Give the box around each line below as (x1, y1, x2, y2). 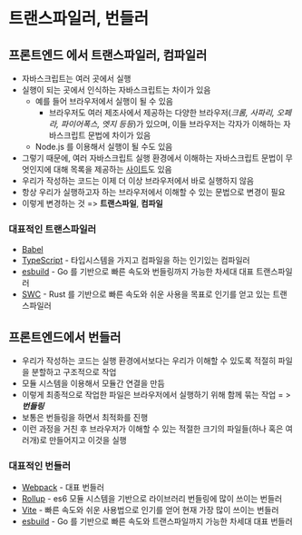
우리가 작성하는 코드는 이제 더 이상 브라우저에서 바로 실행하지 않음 (21, 175, 255, 186)
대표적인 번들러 (8, 460, 72, 472)
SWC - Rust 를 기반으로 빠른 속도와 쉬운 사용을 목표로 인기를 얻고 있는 (21, 289, 271, 300)
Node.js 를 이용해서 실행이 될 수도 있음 (34, 142, 173, 152)
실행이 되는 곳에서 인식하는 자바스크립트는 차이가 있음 (21, 84, 211, 95)
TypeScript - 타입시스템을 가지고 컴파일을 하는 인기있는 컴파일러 (21, 255, 250, 266)
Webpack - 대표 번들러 (21, 482, 105, 493)
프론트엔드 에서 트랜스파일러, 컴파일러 (8, 47, 208, 63)
